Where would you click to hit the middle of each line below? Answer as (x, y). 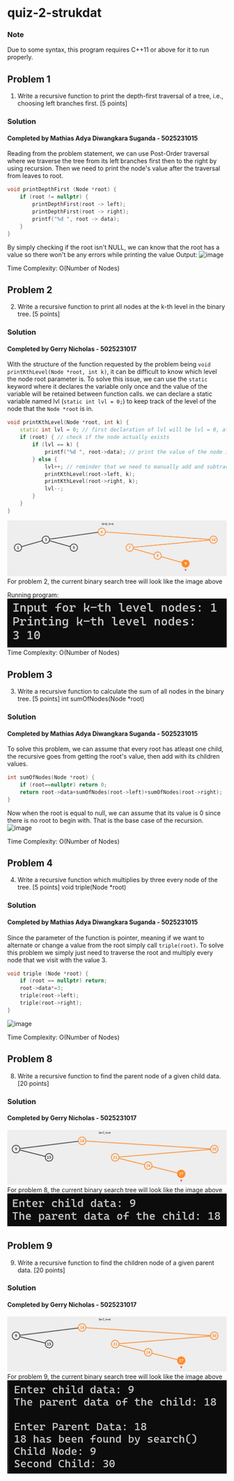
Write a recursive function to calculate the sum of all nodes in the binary (120, 692)
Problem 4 (30, 863)
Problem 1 (29, 79)
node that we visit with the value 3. (57, 960)
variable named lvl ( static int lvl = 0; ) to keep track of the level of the (112, 401)
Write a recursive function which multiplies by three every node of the (117, 880)
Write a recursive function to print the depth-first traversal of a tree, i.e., (120, 96)
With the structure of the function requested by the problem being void (109, 364)
